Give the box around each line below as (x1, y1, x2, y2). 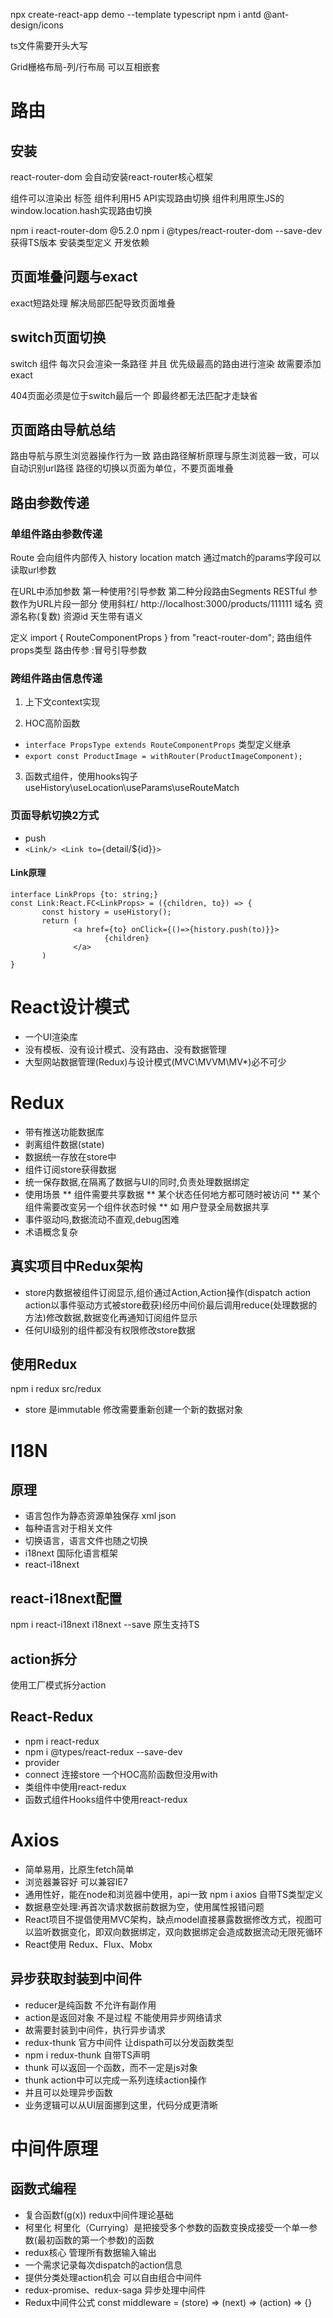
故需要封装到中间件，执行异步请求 (24, 2024, 166, 2036)
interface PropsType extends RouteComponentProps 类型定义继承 (24, 739, 292, 751)
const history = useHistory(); (41, 907, 172, 917)
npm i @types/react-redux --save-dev (24, 1745, 183, 1758)
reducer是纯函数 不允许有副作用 (24, 1999, 157, 2011)
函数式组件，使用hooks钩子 (24, 770, 138, 783)
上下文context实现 (24, 696, 101, 708)
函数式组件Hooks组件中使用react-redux (24, 1793, 188, 1805)
